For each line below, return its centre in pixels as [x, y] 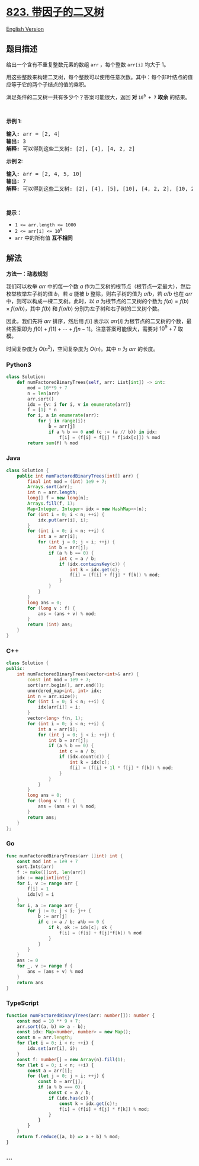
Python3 [19, 364]
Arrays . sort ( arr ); [50, 487]
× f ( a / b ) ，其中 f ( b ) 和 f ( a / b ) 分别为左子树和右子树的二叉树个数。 [84, 308]
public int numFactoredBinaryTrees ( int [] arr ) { [78, 476]
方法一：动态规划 [27, 274]
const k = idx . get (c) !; [88, 1103]
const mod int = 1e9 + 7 [47, 861]
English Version [25, 29]
